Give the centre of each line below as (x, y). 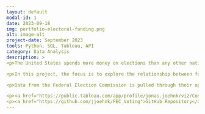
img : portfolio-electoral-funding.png (56, 29)
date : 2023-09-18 (28, 23)
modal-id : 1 (21, 18)
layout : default (27, 12)
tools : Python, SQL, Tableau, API (50, 46)
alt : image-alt (26, 35)
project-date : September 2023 (45, 40)
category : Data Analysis (38, 52)
